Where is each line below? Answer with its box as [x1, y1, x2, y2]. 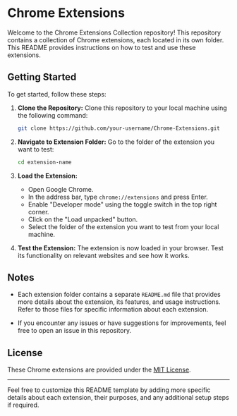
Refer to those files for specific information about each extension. [17, 305, 209, 314]
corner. [28, 207, 49, 216]
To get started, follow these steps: [7, 90, 107, 98]
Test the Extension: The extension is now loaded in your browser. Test [17, 243, 224, 252]
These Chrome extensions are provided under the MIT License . [7, 365, 192, 374]
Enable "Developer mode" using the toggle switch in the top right [28, 200, 217, 209]
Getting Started [7, 71, 77, 83]
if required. [7, 400, 39, 410]
